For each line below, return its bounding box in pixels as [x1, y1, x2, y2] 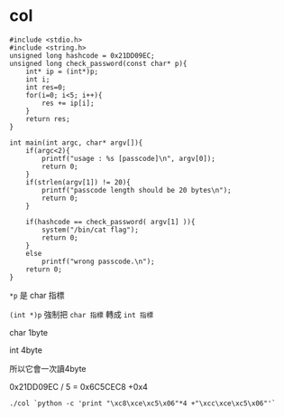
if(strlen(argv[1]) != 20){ [25, 177, 131, 186]
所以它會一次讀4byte [9, 363, 87, 374]
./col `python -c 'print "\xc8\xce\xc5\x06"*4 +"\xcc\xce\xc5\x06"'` [9, 399, 277, 408]
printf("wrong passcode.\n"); [41, 257, 155, 266]
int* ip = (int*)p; [25, 67, 99, 76]
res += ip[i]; [41, 99, 95, 108]
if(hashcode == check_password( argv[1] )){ [25, 217, 196, 226]
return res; [25, 114, 70, 123]
